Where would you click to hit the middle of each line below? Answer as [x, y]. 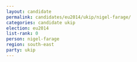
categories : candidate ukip [41, 22]
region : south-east [30, 45]
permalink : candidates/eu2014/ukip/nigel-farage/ [69, 17]
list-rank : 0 [22, 34]
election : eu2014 [28, 28]
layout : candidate [29, 12]
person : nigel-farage [33, 39]
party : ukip [21, 50]
